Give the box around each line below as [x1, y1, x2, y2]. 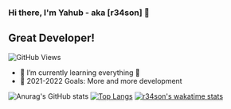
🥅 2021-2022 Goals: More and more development [19, 76, 182, 85]
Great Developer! [8, 32, 96, 45]
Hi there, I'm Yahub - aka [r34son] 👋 [8, 7, 150, 18]
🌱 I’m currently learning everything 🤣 [19, 67, 141, 77]
